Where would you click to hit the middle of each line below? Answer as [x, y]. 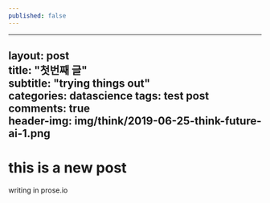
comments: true [49, 109]
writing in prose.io [38, 190]
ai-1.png [29, 134]
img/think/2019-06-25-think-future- [168, 121]
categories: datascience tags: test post [109, 96]
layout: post [39, 56]
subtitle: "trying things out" [80, 84]
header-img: [40, 121]
